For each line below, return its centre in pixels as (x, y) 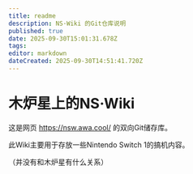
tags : (17, 46)
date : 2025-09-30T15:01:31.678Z (63, 38)
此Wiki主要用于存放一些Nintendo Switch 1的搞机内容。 (99, 144)
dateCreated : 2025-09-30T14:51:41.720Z (76, 62)
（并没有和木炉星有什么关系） (58, 162)
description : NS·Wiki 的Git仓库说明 (67, 23)
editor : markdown (38, 53)
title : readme (32, 16)
